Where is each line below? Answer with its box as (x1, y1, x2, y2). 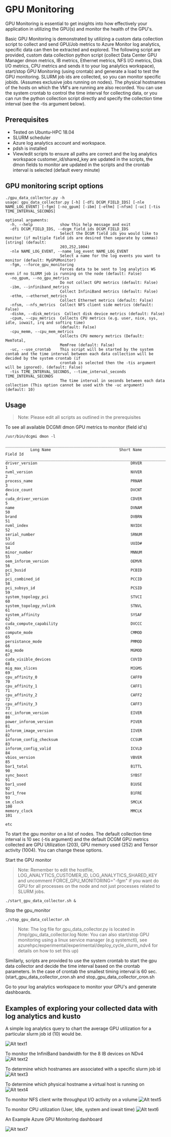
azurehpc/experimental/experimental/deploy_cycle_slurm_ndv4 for (17, 942, 158, 948)
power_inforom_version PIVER (5, 720, 142, 725)
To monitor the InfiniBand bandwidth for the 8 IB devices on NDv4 (5, 1051, 144, 1057)
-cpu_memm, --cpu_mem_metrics (10, 329, 74, 334)
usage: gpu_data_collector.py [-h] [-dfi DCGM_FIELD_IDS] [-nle (5, 200, 145, 205)
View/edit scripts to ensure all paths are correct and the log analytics (12, 150, 158, 156)
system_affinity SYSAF (5, 613, 142, 618)
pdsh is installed (12, 145, 47, 151)
